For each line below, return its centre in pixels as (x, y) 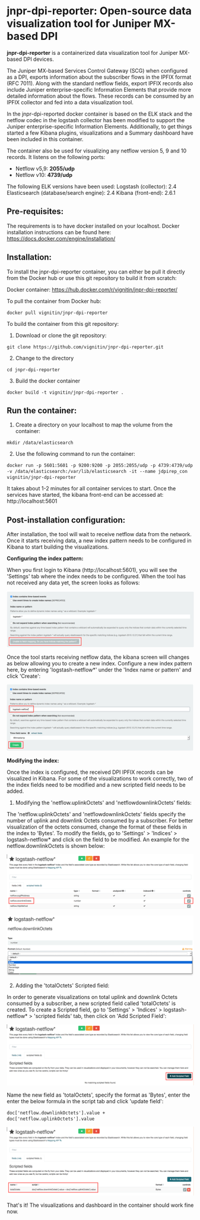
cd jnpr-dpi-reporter (34, 370)
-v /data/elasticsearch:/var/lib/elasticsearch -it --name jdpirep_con (97, 472)
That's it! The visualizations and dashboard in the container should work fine (100, 1205)
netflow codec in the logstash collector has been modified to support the (96, 120)
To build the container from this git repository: (63, 323)
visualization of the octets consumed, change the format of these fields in (97, 827)
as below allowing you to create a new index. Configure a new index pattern (99, 663)
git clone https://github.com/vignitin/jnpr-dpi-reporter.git (85, 347)
